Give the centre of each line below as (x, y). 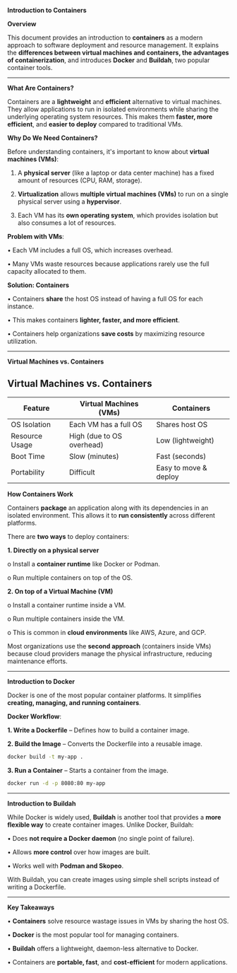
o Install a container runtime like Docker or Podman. (84, 564)
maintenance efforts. (38, 661)
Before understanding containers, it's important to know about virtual (108, 152)
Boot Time (28, 456)
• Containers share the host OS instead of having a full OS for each (105, 299)
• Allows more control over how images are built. (79, 852)
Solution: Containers (38, 285)
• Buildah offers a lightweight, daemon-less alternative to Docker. (103, 948)
